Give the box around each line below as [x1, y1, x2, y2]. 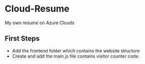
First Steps [5, 34, 40, 43]
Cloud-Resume [5, 3, 69, 15]
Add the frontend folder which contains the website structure [12, 47, 140, 53]
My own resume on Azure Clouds [5, 20, 75, 26]
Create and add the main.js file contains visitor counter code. [12, 53, 140, 59]
